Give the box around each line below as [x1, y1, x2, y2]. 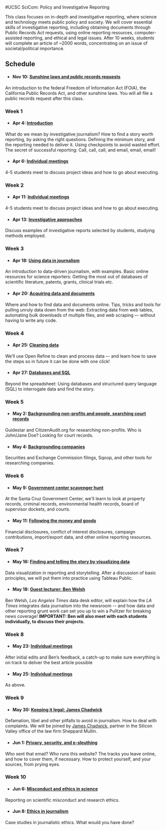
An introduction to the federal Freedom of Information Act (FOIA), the [5, 84, 147, 91]
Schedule [5, 60, 36, 69]
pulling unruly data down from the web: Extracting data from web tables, [5, 306, 154, 312]
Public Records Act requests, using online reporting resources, [5, 30, 134, 35]
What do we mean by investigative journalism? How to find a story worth [5, 131, 154, 137]
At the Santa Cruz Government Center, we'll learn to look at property [5, 496, 146, 502]
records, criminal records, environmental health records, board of [5, 501, 139, 507]
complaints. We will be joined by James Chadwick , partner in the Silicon [5, 723, 153, 729]
